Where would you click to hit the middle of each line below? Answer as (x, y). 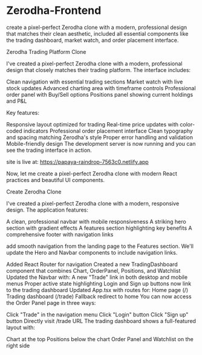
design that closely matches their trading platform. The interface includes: (99, 70)
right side (18, 345)
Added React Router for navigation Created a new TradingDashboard (92, 264)
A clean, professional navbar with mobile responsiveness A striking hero (96, 221)
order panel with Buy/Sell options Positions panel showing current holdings (100, 94)
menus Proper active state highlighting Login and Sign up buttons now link (99, 283)
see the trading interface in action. (49, 150)
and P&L (17, 101)
